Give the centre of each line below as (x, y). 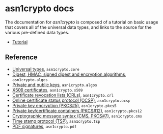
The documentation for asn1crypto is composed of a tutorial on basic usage (82, 22)
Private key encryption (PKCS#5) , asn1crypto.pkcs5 (64, 105)
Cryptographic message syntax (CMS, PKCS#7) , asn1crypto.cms (77, 116)
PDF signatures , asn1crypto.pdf (44, 126)
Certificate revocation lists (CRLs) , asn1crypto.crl (63, 95)
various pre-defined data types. (37, 32)
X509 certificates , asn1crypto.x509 (47, 90)
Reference (21, 57)
